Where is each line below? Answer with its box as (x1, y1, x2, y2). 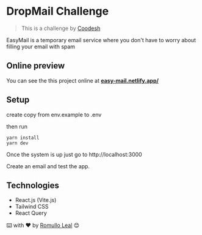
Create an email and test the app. (6, 162, 90, 170)
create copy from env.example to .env (6, 111, 102, 118)
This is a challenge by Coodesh (21, 24, 101, 32)
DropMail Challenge (6, 4, 109, 18)
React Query (15, 209, 47, 217)
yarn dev (6, 140, 29, 146)
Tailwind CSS (15, 203, 49, 211)
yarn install (6, 135, 40, 141)
